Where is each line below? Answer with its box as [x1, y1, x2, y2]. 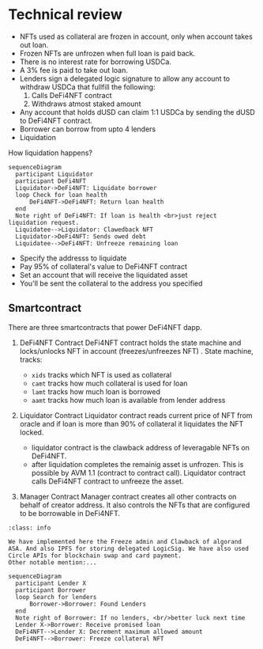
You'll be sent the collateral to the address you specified [19, 279, 203, 288]
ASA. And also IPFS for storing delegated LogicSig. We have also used [8, 545, 249, 552]
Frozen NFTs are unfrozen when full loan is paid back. [19, 48, 196, 58]
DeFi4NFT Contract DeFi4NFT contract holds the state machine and [19, 338, 242, 347]
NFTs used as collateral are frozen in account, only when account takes [19, 32, 253, 41]
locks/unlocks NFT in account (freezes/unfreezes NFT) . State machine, [19, 346, 254, 355]
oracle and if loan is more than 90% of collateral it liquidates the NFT [19, 419, 244, 428]
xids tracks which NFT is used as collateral [31, 370, 172, 379]
